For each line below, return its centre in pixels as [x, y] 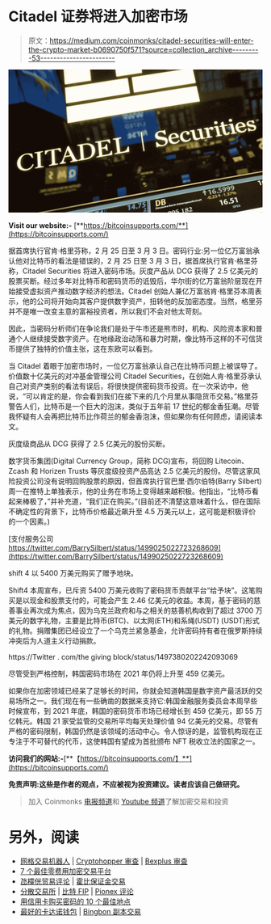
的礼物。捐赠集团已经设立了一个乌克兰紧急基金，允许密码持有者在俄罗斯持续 [135, 631]
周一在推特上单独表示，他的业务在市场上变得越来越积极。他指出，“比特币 [130, 492]
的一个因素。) [29, 521]
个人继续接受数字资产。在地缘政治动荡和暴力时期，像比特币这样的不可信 [135, 339]
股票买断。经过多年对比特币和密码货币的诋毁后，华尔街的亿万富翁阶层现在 [132, 281]
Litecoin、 [231, 461]
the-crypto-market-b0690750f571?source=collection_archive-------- [143, 49]
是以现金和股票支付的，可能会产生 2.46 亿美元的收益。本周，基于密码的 [134, 601]
